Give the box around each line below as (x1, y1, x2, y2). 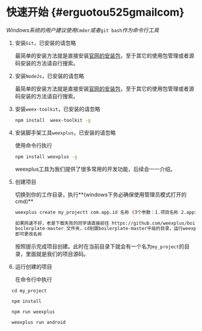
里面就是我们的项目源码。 (25, 251, 89, 258)
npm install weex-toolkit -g (14, 117, 91, 123)
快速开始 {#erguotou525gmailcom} (6, 5, 185, 19)
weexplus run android (11, 320, 66, 326)
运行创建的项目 (14, 263, 52, 270)
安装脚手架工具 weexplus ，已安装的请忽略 (14, 129, 116, 136)
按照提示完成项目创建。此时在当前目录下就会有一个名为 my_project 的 (14, 243, 185, 250)
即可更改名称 (14, 231, 43, 237)
